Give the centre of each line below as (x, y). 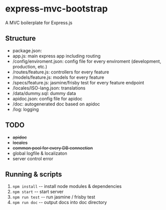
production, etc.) (30, 66)
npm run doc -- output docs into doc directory (60, 202)
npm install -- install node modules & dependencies (67, 186)
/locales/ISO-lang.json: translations (49, 88)
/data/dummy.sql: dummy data (44, 93)
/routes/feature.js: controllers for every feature (61, 72)
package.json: (27, 50)
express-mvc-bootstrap (57, 9)
